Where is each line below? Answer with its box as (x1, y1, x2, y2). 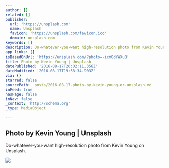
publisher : (5, 17, 28, 22)
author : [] (5, 7, 28, 13)
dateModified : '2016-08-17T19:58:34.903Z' (5, 69, 96, 74)
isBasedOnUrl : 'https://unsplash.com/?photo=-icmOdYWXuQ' (5, 54, 129, 60)
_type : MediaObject (5, 106, 46, 111)
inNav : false (5, 96, 33, 101)
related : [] (5, 12, 30, 17)
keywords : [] (5, 40, 33, 45)
